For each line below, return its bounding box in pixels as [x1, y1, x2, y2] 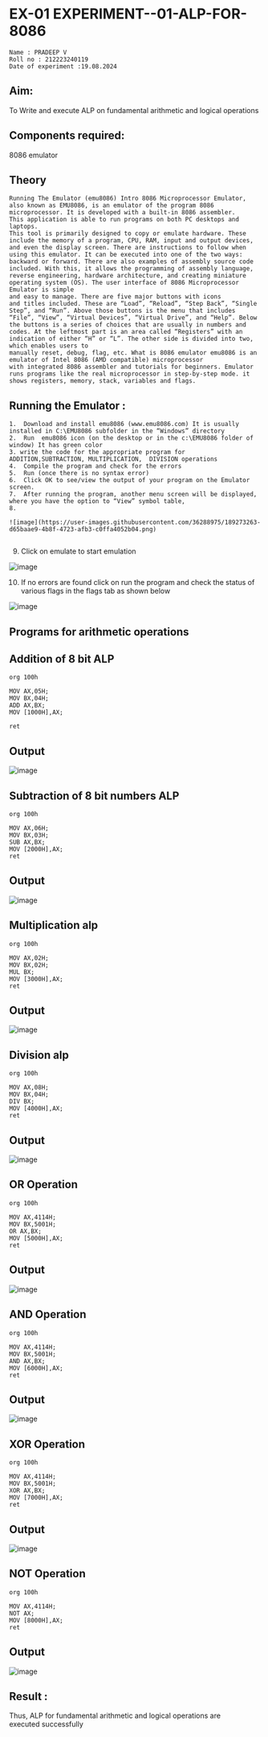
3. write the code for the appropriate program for [9, 448, 185, 457]
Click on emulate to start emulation [20, 546, 136, 556]
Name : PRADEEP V [9, 48, 67, 56]
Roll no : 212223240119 [9, 55, 89, 63]
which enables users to [9, 342, 89, 350]
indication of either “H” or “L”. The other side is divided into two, [9, 335, 254, 343]
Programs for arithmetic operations [9, 625, 189, 639]
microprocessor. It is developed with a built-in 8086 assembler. [9, 209, 236, 217]
